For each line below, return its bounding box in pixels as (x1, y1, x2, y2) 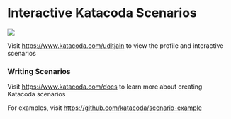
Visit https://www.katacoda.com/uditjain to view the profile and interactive (7, 41, 224, 50)
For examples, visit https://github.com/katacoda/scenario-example (7, 104, 202, 112)
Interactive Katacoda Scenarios (7, 5, 197, 21)
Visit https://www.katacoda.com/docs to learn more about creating (7, 82, 203, 91)
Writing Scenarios (7, 66, 71, 76)
